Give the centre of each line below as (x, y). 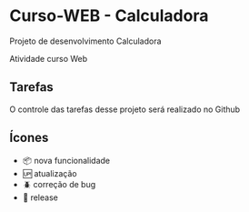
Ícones (29, 138)
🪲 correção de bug (59, 184)
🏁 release (40, 197)
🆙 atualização (50, 173)
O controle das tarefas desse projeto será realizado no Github (125, 109)
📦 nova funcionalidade (66, 160)
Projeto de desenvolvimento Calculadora (85, 41)
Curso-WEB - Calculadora (109, 16)
